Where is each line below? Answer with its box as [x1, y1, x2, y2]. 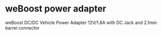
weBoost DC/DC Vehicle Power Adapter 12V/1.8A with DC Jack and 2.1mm [5, 19, 157, 25]
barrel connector [5, 24, 40, 30]
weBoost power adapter [5, 3, 106, 14]
